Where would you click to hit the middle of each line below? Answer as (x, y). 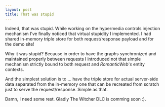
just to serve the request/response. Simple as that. (56, 89)
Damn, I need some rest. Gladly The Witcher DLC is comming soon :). (76, 99)
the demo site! (20, 44)
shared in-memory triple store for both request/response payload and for (80, 39)
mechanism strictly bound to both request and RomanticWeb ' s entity (75, 64)
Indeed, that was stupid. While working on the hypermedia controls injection (83, 28)
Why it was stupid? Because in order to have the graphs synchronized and (81, 53)
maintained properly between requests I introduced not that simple (73, 59)
